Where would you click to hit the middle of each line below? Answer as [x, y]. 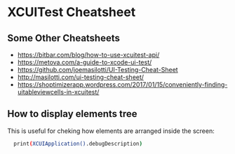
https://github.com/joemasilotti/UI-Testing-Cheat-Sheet [98, 70]
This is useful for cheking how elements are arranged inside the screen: [111, 131]
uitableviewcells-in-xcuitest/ [58, 92]
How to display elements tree [72, 114]
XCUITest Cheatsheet [72, 12]
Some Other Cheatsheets [64, 38]
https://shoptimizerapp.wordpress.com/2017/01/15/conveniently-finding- [122, 84]
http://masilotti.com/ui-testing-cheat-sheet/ [81, 77]
